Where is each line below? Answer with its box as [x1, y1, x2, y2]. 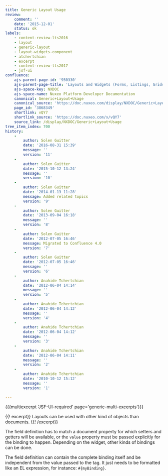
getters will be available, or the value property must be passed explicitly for [5, 434, 160, 440]
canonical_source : [14, 101, 52, 106]
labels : [5, 31, 21, 36]
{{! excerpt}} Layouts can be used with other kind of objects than [5, 413, 139, 419]
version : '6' [23, 269, 50, 274]
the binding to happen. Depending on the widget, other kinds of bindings [5, 439, 155, 445]
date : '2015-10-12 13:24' [23, 166, 77, 171]
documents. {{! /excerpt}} [5, 419, 58, 425]
